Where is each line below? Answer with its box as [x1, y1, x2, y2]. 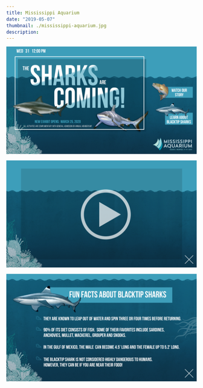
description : [6, 29, 39, 35]
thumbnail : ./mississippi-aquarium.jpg [6, 22, 107, 28]
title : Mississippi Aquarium [6, 10, 80, 16]
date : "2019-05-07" [6, 16, 56, 22]
